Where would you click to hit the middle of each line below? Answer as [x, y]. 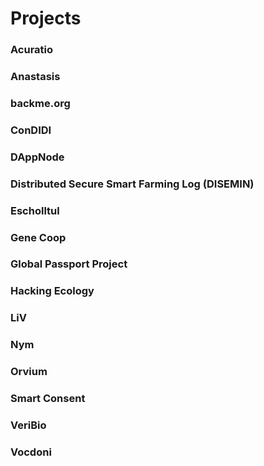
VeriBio [28, 425]
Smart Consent [48, 399]
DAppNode [37, 157]
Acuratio [32, 50]
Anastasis [35, 77]
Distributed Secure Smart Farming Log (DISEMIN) [132, 184]
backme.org [40, 103]
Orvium [29, 372]
